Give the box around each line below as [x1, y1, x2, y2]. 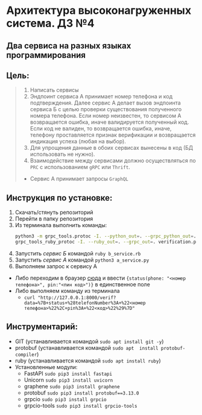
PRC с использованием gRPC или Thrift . [30, 164, 131, 171]
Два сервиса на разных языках [6, 40, 131, 51]
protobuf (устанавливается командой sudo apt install [14, 344, 159, 351]
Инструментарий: [6, 321, 78, 332]
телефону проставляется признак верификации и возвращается [30, 131, 196, 139]
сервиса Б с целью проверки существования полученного [30, 106, 182, 113]
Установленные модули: [14, 363, 78, 370]
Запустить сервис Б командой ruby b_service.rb [14, 249, 141, 257]
